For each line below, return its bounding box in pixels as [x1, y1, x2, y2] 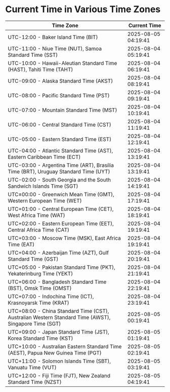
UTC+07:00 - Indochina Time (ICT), [8, 293, 94, 300]
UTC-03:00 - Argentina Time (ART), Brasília [8, 161, 114, 168]
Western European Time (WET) [8, 197, 82, 204]
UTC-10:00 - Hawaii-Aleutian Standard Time [8, 59, 117, 66]
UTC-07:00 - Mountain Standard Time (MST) [8, 106, 117, 114]
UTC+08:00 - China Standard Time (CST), [8, 307, 109, 314]
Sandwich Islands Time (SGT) [8, 183, 78, 190]
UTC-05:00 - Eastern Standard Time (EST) [8, 135, 112, 142]
